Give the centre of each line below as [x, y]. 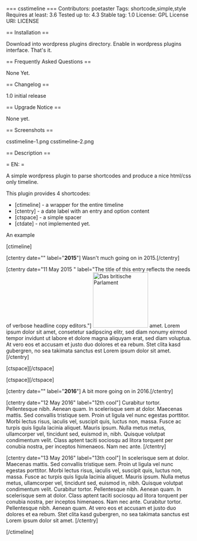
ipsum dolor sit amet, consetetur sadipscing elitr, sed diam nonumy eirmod [96, 332]
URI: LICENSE [23, 21]
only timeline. [22, 182]
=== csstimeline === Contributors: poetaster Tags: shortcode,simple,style [96, 9]
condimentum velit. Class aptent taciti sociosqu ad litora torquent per [90, 440]
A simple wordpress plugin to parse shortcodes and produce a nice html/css [98, 176]
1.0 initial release [26, 96]
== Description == [29, 153]
